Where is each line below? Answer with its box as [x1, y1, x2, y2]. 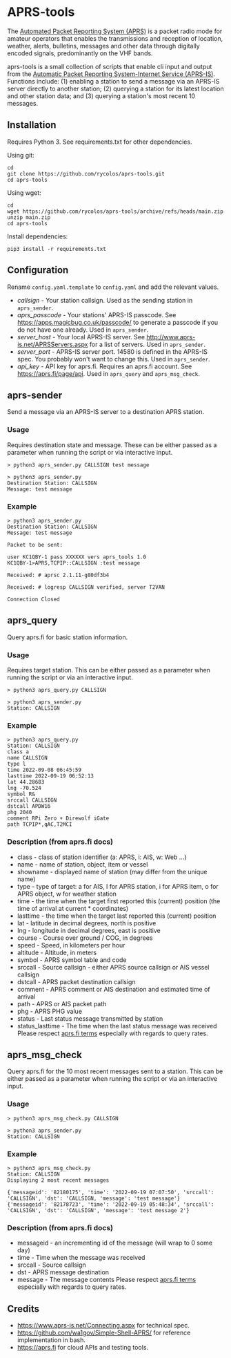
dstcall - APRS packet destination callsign [17, 977, 136, 986]
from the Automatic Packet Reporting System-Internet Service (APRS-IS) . [7, 70, 216, 78]
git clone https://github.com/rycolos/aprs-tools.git [7, 170, 165, 177]
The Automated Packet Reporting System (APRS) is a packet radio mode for [7, 27, 223, 35]
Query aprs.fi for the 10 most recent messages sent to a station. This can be [7, 1067, 223, 1075]
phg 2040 [7, 809, 32, 816]
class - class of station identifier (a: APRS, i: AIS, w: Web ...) [17, 853, 188, 861]
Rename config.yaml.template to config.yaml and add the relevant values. [7, 283, 219, 291]
